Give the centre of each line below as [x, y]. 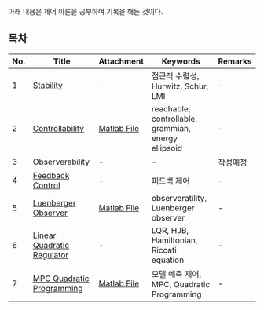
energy [165, 138]
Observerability [61, 162]
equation [168, 260]
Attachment [121, 61]
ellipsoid [167, 148]
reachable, [171, 108]
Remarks [235, 61]
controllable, [174, 119]
